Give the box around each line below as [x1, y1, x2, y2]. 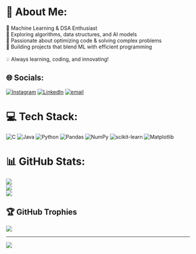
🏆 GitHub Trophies [6, 207, 78, 217]
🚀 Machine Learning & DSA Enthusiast [6, 25, 97, 32]
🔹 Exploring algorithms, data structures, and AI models [6, 30, 137, 37]
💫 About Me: [6, 5, 68, 19]
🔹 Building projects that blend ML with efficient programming [6, 43, 152, 50]
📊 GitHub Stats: [6, 155, 86, 168]
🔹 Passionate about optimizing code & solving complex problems [6, 37, 162, 44]
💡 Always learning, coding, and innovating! [6, 55, 109, 62]
